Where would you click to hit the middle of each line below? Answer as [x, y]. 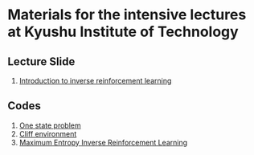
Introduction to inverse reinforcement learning [95, 81]
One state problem [50, 125]
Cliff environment [48, 133]
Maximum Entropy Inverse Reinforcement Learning [103, 142]
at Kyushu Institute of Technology [123, 32]
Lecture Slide [41, 61]
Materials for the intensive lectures [127, 15]
